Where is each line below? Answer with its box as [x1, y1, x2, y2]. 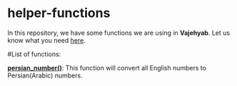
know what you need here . [7, 36, 86, 44]
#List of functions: [7, 50, 61, 58]
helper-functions [7, 5, 111, 21]
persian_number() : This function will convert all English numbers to [7, 63, 207, 72]
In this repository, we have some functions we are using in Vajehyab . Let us [7, 28, 231, 37]
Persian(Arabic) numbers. [7, 71, 84, 80]
